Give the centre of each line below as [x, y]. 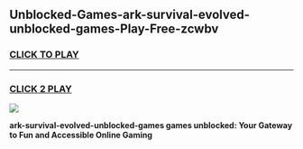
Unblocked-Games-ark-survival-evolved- [129, 15]
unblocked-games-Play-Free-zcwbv [114, 29]
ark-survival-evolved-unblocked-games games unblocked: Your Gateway [151, 125]
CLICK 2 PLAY [41, 88]
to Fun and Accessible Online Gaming [81, 135]
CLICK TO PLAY [44, 55]
